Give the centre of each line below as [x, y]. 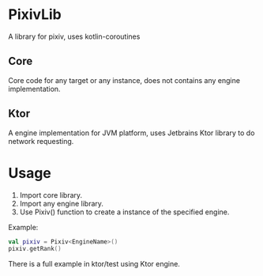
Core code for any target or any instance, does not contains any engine [124, 80]
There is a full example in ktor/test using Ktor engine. [94, 264]
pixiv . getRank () [35, 249]
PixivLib [35, 15]
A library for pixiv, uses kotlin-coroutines [74, 36]
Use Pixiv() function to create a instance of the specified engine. [124, 212]
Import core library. [51, 195]
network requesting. [41, 141]
